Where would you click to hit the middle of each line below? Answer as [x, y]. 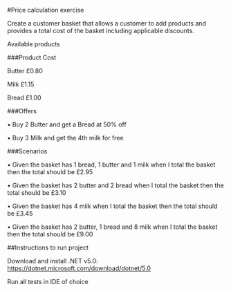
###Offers [22, 111]
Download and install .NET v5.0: [53, 261]
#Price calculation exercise [46, 10]
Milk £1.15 [21, 84]
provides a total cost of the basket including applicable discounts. [101, 31]
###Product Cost [32, 57]
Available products [34, 44]
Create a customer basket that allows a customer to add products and [107, 23]
